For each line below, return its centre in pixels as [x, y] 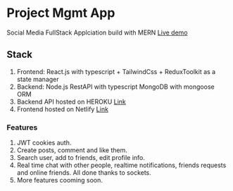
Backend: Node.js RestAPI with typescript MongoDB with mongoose [116, 87]
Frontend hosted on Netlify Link [62, 109]
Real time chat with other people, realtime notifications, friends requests [121, 165]
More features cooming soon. [60, 180]
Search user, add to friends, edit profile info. [81, 158]
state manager [38, 79]
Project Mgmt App [61, 13]
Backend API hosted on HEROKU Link [71, 101]
